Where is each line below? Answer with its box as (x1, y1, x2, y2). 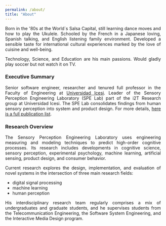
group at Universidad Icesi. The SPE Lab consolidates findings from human (5, 100, 161, 106)
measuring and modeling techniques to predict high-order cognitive (5, 140, 161, 146)
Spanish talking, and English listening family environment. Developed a (5, 36, 161, 42)
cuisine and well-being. (5, 46, 53, 52)
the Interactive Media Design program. (5, 216, 83, 222)
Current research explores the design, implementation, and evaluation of (5, 165, 161, 171)
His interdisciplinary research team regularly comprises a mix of (5, 200, 161, 206)
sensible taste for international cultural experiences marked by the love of (5, 41, 161, 47)
